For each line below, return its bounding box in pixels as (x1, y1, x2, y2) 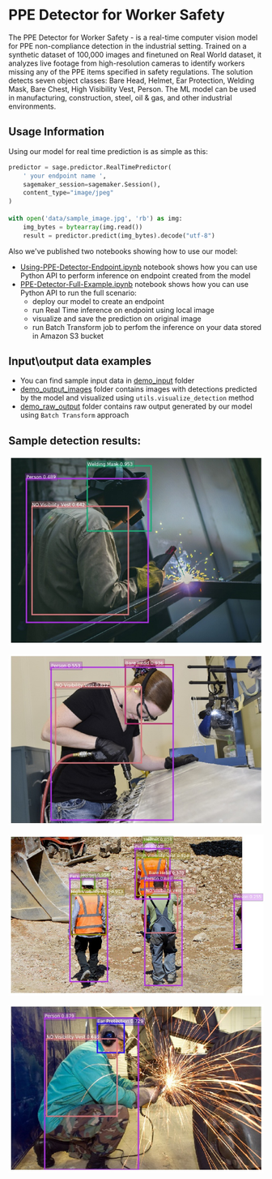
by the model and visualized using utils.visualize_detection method (19, 393, 255, 403)
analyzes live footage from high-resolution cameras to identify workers (8, 58, 245, 68)
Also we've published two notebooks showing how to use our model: (8, 246, 238, 256)
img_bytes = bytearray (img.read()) (23, 223, 143, 231)
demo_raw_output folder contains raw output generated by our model (19, 401, 253, 411)
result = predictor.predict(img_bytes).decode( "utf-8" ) (23, 231, 216, 240)
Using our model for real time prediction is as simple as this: (8, 146, 209, 156)
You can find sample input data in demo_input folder (19, 375, 195, 386)
